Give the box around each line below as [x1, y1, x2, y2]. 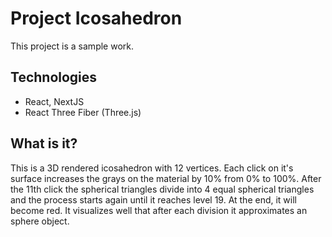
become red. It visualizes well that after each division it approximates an [10, 204, 308, 216]
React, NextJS [24, 95, 85, 107]
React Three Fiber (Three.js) [24, 106, 142, 118]
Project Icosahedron [10, 7, 183, 30]
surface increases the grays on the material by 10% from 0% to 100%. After [10, 172, 322, 184]
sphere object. [10, 215, 70, 227]
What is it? [10, 135, 78, 152]
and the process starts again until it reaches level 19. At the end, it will [10, 193, 298, 206]
